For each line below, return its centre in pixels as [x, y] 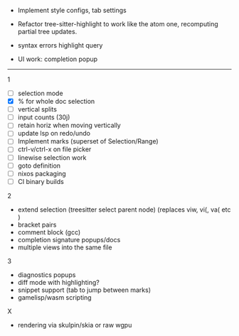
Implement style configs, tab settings [72, 10]
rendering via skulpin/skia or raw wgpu [75, 325]
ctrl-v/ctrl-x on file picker [54, 149]
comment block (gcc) [49, 232]
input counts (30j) [44, 117]
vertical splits [37, 109]
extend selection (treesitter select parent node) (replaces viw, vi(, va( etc [124, 210]
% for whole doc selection [56, 102]
